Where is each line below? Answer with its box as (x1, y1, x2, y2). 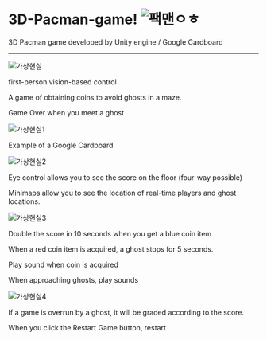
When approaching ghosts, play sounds (8, 275, 139, 284)
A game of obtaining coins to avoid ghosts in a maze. (8, 92, 182, 102)
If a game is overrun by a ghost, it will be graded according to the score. (8, 307, 245, 317)
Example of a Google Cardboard (8, 140, 114, 150)
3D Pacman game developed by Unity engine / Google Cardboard (8, 37, 224, 47)
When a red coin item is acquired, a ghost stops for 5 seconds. (8, 244, 214, 254)
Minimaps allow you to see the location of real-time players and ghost (8, 188, 237, 197)
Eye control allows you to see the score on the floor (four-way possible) (8, 172, 243, 182)
